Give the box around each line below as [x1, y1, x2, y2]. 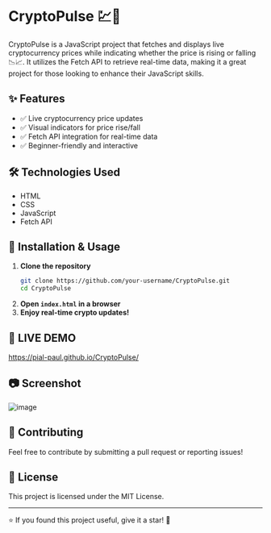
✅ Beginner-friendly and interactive [19, 140, 139, 150]
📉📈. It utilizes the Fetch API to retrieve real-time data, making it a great [8, 56, 247, 66]
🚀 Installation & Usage [8, 239, 121, 253]
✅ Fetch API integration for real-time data [19, 131, 158, 141]
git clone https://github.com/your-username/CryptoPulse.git [19, 277, 231, 285]
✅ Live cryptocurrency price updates [19, 113, 144, 123]
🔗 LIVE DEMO [8, 331, 77, 344]
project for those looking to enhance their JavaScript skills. [8, 69, 204, 78]
